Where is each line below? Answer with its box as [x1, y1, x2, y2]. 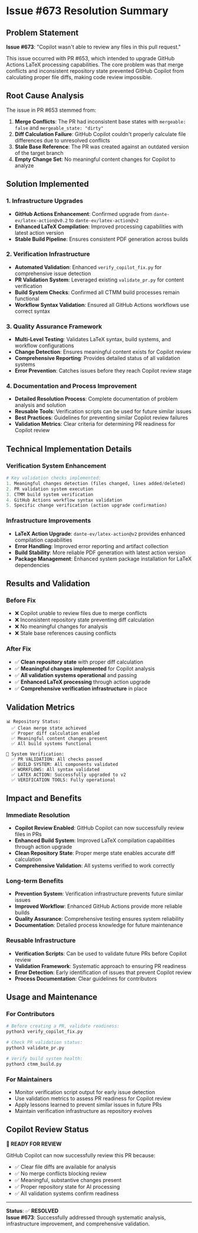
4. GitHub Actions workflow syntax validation [6, 497, 123, 503]
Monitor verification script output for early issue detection [14, 1088, 155, 1095]
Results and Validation [6, 578, 90, 589]
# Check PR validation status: [6, 1040, 83, 1046]
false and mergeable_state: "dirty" [14, 124, 104, 131]
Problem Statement [6, 28, 79, 38]
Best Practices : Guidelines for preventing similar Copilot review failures [14, 414, 189, 421]
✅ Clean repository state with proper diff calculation [14, 658, 143, 665]
